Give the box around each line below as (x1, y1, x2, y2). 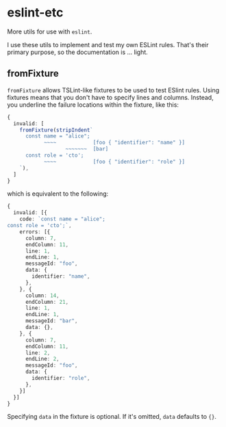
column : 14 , (25, 292, 60, 299)
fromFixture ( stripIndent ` (19, 127, 94, 133)
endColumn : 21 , (25, 298, 69, 305)
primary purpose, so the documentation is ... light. (7, 48, 149, 56)
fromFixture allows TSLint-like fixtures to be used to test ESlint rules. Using (7, 86, 220, 94)
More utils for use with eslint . (7, 27, 92, 36)
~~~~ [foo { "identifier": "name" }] (43, 139, 186, 146)
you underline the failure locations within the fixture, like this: (7, 101, 179, 109)
